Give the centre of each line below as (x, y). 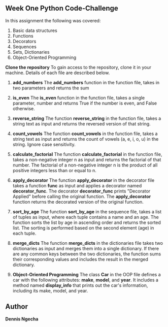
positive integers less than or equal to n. (54, 170)
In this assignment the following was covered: (53, 20)
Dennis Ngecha (22, 319)
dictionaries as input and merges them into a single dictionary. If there (86, 248)
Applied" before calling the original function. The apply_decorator (82, 196)
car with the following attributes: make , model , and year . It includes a (86, 280)
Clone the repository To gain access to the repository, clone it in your (78, 67)
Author (16, 307)
